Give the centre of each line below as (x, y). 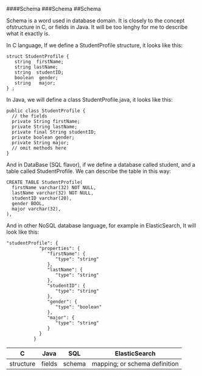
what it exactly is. (28, 33)
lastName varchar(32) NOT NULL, (53, 193)
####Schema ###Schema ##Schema (54, 9)
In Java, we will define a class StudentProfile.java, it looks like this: (90, 99)
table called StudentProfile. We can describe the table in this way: (89, 171)
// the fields (30, 116)
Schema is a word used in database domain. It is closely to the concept (96, 20)
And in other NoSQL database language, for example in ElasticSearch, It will (101, 225)
